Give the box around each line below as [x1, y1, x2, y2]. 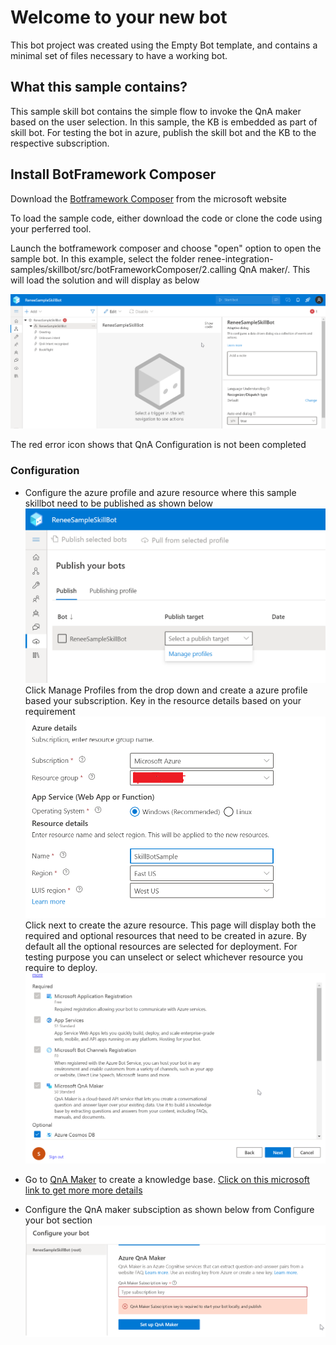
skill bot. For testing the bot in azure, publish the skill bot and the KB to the [10, 126, 317, 138]
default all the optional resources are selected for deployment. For [24, 941, 298, 953]
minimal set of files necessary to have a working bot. [10, 49, 228, 61]
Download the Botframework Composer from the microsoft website [10, 192, 288, 205]
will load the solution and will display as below [10, 274, 200, 286]
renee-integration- [197, 252, 274, 265]
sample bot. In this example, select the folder [10, 252, 196, 265]
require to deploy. [24, 962, 98, 974]
